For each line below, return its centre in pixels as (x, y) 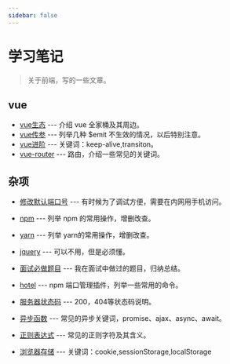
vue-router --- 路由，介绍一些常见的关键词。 (92, 155)
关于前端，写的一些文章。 (69, 80)
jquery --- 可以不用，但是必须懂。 (74, 252)
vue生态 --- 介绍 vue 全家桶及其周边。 (81, 125)
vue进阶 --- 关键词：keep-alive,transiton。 (89, 144)
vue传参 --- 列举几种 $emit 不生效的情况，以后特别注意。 (112, 135)
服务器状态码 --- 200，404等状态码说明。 (88, 302)
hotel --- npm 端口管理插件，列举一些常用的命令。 (101, 285)
